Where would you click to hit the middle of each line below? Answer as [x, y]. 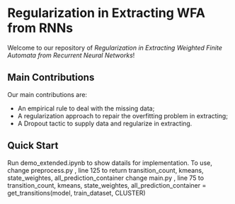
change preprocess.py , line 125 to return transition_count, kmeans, [105, 170]
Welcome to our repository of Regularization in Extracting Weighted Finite [115, 47]
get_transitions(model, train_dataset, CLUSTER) [77, 193]
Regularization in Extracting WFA [106, 13]
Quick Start [33, 146]
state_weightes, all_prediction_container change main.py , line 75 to [105, 178]
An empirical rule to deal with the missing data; [86, 108]
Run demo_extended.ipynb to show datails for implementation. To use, [110, 163]
